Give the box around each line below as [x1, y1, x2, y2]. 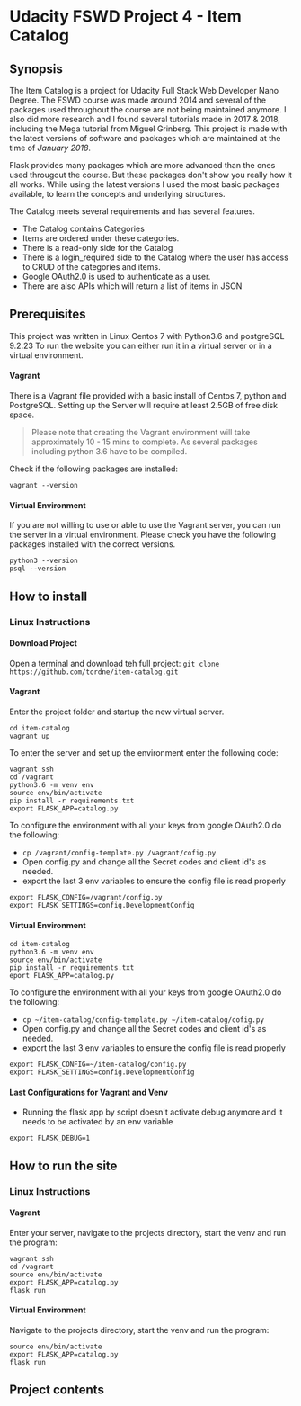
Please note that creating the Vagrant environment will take [31, 427, 251, 438]
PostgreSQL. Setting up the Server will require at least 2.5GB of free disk [9, 400, 279, 411]
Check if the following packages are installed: [9, 463, 178, 474]
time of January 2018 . [9, 142, 92, 153]
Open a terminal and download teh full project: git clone [9, 658, 220, 668]
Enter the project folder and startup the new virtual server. [9, 706, 225, 717]
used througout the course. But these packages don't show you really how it [9, 169, 292, 180]
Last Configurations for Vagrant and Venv [9, 1087, 169, 1097]
